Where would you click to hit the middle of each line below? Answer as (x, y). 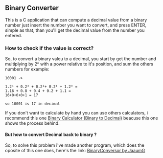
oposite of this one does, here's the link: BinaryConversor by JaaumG (75, 151)
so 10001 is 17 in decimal (33, 104)
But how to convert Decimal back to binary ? (51, 135)
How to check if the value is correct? (49, 48)
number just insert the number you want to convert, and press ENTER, (76, 25)
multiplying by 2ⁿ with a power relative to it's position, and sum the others (79, 64)
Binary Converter (32, 8)
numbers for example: (27, 69)
